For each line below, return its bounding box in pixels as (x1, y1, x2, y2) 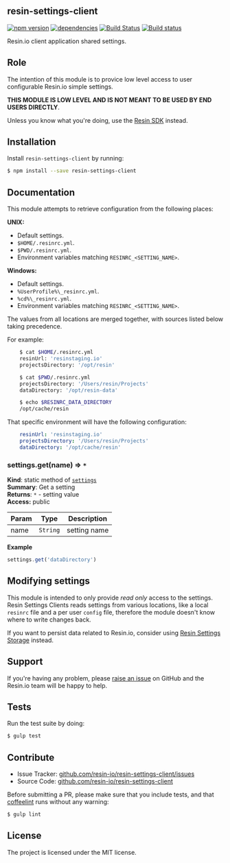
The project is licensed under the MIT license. (7, 848, 137, 856)
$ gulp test (7, 733, 41, 740)
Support (7, 656, 43, 667)
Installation (7, 137, 56, 148)
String (38, 526, 60, 534)
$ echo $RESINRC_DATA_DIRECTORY (19, 399, 112, 406)
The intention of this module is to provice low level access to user (7, 75, 193, 83)
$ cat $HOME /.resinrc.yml (19, 349, 94, 356)
